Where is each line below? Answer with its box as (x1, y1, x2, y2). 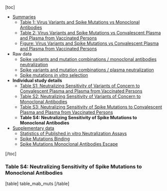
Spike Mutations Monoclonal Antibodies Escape (19, 141, 118, 147)
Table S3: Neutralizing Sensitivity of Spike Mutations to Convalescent (19, 104, 163, 110)
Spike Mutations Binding (19, 136, 70, 142)
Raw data (12, 51, 32, 57)
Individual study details (12, 77, 62, 83)
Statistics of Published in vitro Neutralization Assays (19, 131, 127, 136)
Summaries (12, 14, 36, 19)
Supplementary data (12, 125, 55, 131)
